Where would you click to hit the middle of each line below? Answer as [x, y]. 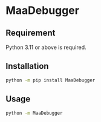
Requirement [31, 33]
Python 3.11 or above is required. [46, 47]
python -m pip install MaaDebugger [50, 80]
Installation [27, 66]
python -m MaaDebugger [34, 113]
